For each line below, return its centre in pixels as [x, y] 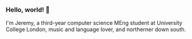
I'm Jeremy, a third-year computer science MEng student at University [94, 23]
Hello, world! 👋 [28, 10]
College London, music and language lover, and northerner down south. [96, 29]
